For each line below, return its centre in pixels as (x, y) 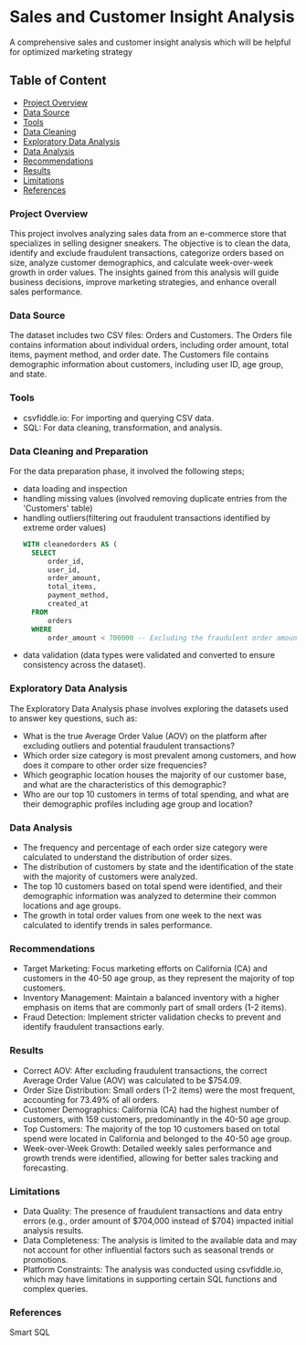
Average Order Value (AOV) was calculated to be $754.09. (132, 1080)
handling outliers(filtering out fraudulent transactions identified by (147, 517)
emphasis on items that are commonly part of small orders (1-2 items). (155, 1008)
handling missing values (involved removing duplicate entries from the (155, 498)
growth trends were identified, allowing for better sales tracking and (150, 1158)
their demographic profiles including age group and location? (137, 804)
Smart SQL (30, 1332)
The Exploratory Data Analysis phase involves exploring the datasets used (149, 708)
